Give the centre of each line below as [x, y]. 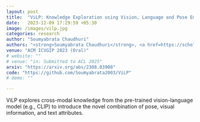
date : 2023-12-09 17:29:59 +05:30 [51, 23]
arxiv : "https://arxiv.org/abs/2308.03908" [61, 67]
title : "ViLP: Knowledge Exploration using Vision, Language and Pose [97, 17]
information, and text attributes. [45, 113]
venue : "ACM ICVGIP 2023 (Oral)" [48, 51]
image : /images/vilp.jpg [37, 28]
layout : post [22, 12]
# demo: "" [20, 78]
